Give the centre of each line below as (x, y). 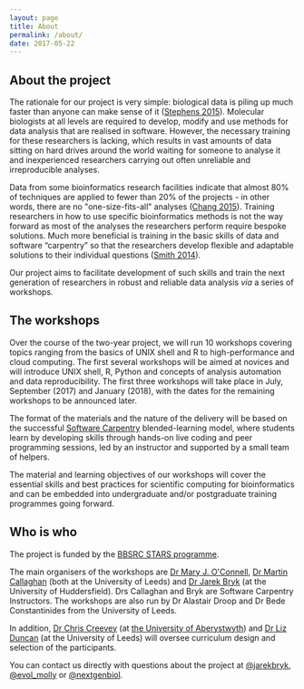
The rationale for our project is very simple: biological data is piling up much (151, 102)
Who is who (43, 532)
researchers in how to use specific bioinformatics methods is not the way (147, 217)
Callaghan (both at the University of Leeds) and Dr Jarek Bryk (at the (138, 581)
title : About (34, 26)
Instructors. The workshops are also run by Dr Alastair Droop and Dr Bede (147, 601)
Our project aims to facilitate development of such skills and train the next (147, 273)
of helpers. (29, 457)
